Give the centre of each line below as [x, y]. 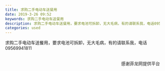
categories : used [23, 28]
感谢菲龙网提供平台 [140, 64]
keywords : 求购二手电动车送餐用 [34, 19]
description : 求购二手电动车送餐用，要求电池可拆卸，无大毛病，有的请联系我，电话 [80, 23]
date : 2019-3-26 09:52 [28, 14]
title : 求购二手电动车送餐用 [31, 10]
